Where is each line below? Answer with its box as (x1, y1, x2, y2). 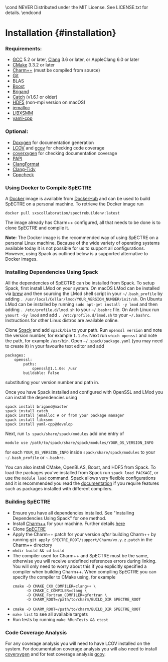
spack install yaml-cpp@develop (5, 422, 73, 427)
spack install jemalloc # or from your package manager (5, 413, 124, 418)
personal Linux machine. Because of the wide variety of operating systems (5, 240, 160, 246)
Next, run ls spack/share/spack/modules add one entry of (5, 430, 124, 437)
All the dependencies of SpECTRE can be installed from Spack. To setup (5, 280, 155, 286)
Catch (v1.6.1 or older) (12, 94, 58, 100)
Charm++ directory (12, 542, 53, 548)
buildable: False (23, 371, 59, 376)
